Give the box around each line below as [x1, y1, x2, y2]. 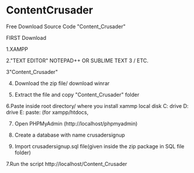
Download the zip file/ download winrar [14, 80, 110, 87]
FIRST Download [6, 34, 47, 41]
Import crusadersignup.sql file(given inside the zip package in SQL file [14, 143, 185, 150]
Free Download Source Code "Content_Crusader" [6, 23, 126, 30]
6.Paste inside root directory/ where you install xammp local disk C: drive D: [6, 102, 189, 109]
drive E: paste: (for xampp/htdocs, [6, 108, 89, 116]
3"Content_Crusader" [6, 68, 58, 75]
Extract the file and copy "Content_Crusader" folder [14, 91, 139, 98]
